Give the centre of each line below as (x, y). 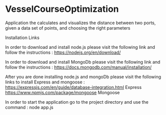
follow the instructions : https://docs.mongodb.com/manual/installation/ (79, 67)
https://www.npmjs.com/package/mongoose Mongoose (63, 92)
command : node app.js (29, 107)
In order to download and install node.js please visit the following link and (80, 47)
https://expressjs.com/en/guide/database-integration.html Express (73, 87)
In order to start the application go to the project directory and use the (77, 102)
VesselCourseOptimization (62, 9)
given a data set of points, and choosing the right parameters (68, 28)
